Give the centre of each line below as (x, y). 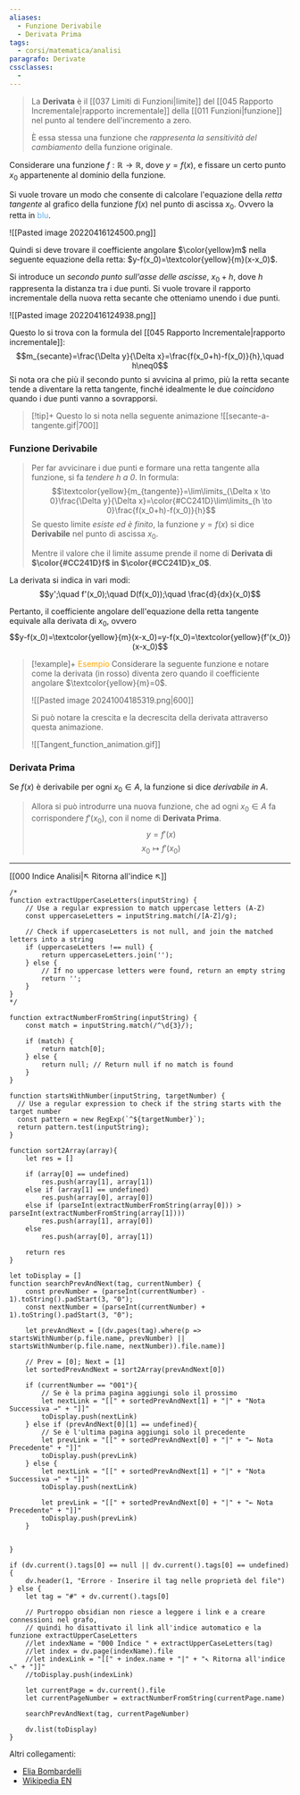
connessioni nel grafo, (54, 1620)
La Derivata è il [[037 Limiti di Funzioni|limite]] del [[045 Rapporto (152, 101)
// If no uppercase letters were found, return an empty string (163, 971)
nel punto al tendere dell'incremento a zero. (111, 120)
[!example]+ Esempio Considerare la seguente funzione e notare (150, 664)
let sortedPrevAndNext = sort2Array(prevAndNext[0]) (125, 1369)
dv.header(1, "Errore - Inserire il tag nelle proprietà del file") (155, 1580)
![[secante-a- (245, 416)
